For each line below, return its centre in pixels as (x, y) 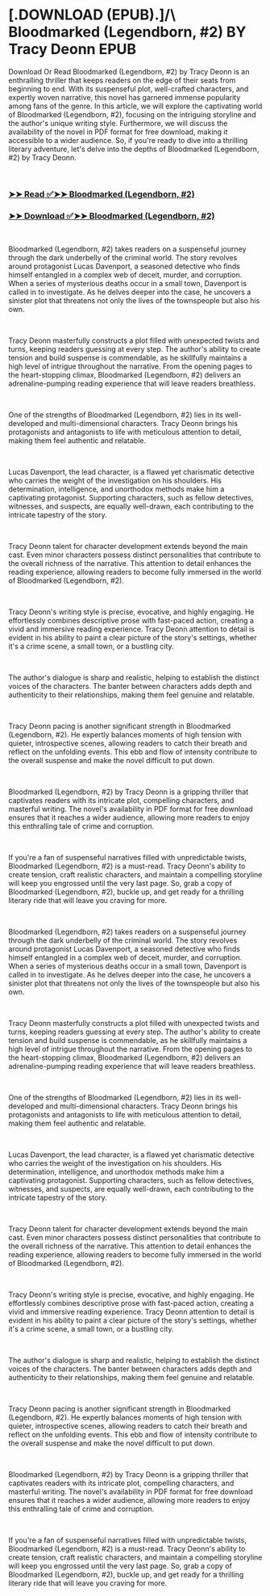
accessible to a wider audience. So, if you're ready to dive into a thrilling (128, 140)
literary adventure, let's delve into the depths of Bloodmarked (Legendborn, (134, 149)
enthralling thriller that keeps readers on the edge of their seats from (122, 80)
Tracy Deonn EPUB (73, 49)
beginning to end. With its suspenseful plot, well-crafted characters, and (129, 89)
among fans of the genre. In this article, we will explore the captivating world (135, 106)
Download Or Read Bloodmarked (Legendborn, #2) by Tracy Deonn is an (129, 71)
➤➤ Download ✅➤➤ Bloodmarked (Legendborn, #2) (112, 216)
